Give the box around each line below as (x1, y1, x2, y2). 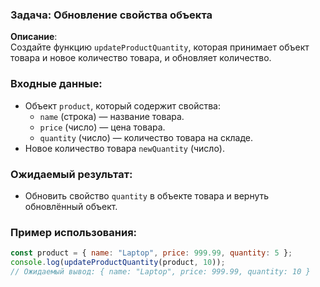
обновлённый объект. (24, 200, 118, 212)
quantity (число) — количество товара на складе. (39, 131, 254, 143)
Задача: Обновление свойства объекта (10, 8, 213, 22)
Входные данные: (10, 77, 103, 91)
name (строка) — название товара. (39, 110, 185, 122)
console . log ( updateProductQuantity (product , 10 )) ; (10, 258, 226, 268)
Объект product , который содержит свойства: (24, 99, 221, 112)
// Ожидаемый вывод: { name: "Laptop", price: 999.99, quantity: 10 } (10, 266, 311, 277)
